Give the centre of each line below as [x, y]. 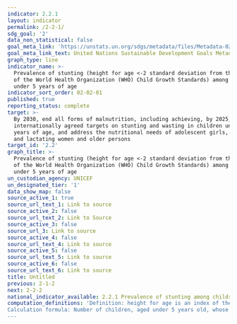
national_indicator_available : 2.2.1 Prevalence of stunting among [109, 297]
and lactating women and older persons [72, 139]
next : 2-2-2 [25, 290]
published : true [31, 100]
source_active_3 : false [42, 224]
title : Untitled [31, 277]
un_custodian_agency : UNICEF [50, 178]
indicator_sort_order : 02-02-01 [55, 93]
